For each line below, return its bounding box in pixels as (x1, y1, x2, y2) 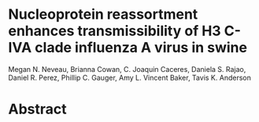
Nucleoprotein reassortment (8, 5, 198, 23)
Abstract (8, 100, 67, 118)
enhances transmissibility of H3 (8, 22, 222, 40)
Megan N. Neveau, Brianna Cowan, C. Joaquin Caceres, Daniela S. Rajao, (8, 64, 246, 74)
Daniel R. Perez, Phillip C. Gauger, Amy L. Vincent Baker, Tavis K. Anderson (8, 73, 252, 82)
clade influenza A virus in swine (35, 39, 248, 56)
